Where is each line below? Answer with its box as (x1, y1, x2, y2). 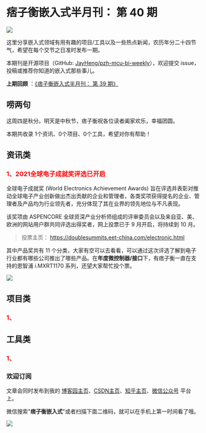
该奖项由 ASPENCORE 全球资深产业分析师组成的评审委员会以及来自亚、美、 (6, 213, 198, 221)
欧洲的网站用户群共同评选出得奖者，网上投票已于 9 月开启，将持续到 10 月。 (6, 221, 199, 228)
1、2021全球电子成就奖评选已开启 (6, 170, 106, 178)
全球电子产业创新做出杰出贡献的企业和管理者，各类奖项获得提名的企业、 (11, 193, 194, 200)
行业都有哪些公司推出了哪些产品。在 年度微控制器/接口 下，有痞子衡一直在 (6, 255, 191, 262)
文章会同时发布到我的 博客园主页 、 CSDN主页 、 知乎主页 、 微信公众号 (6, 387, 179, 394)
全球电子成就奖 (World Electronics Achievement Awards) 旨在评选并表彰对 (6, 185, 194, 192)
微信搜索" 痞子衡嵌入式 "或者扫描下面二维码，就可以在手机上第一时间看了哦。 (6, 408, 200, 415)
